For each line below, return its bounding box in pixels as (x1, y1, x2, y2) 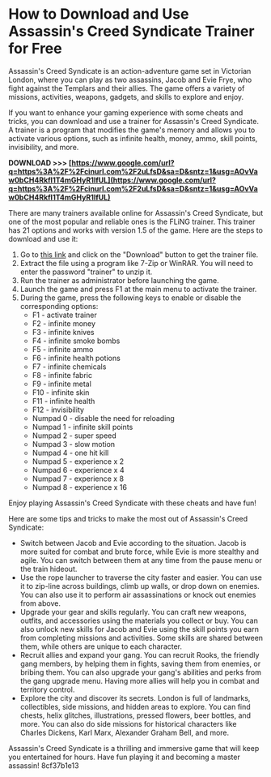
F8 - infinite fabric (32, 370, 93, 380)
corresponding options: (19, 301, 99, 311)
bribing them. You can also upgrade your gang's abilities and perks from (19, 667, 261, 677)
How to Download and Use (8, 5, 189, 24)
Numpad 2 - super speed (32, 431, 117, 440)
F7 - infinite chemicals (32, 362, 107, 371)
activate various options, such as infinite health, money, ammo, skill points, (8, 133, 258, 143)
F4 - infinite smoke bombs (32, 336, 121, 346)
